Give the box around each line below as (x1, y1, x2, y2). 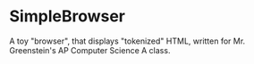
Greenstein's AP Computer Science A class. (9, 44, 171, 55)
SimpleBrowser (9, 6, 125, 27)
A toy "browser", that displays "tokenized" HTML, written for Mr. (9, 36, 246, 46)
